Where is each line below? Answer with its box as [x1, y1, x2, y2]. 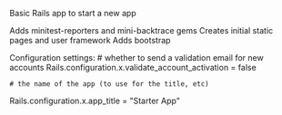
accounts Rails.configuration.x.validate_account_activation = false [9, 62, 257, 72]
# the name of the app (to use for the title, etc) [9, 80, 209, 89]
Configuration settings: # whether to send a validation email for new [9, 53, 264, 62]
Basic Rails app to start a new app [9, 8, 136, 18]
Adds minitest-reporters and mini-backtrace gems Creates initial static [9, 25, 274, 35]
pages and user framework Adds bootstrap [9, 35, 171, 45]
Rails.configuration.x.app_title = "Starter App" [9, 95, 180, 106]
